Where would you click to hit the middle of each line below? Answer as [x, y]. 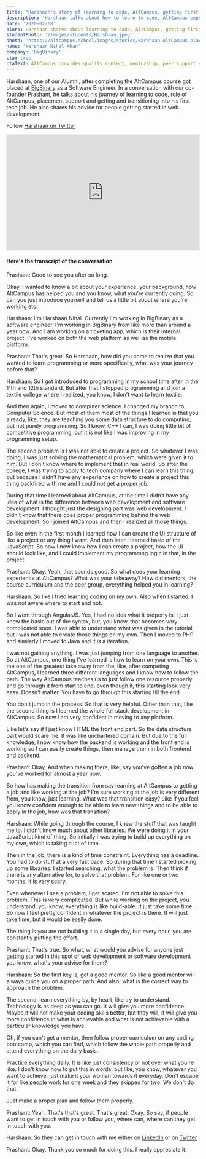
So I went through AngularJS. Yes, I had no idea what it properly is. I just [97, 615]
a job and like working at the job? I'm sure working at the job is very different [103, 792]
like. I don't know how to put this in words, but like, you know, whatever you [102, 1069]
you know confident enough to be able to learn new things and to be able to [102, 805]
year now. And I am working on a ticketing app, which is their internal [93, 331]
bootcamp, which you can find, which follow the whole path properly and [99, 1044]
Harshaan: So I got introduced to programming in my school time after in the [102, 381]
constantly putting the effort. [42, 938]
